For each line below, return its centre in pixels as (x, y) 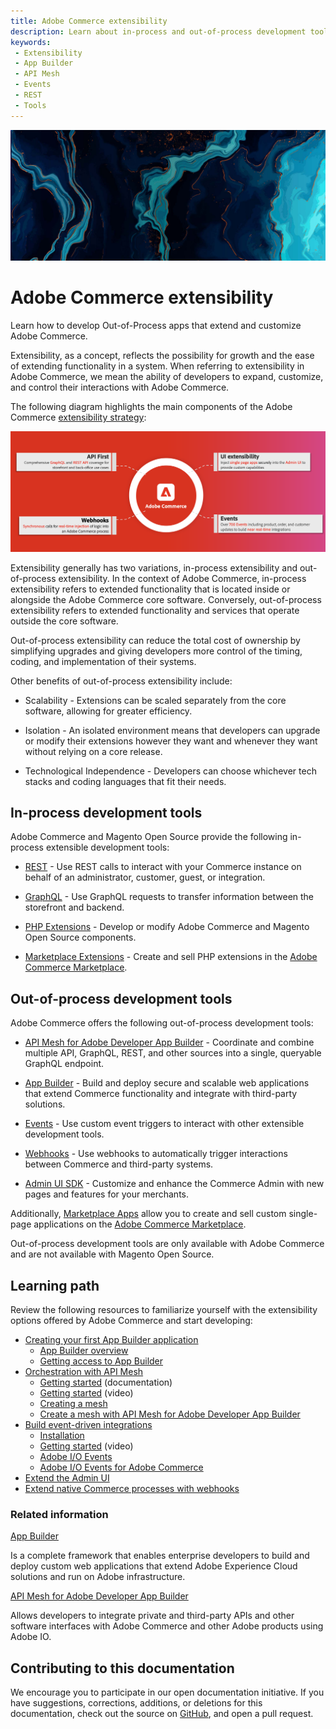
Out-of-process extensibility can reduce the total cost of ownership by (155, 640)
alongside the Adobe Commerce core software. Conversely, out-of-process (166, 599)
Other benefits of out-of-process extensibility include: (121, 681)
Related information (59, 1515)
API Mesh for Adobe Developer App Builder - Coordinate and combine (169, 1042)
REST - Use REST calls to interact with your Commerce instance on (163, 867)
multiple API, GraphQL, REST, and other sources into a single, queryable (173, 1053)
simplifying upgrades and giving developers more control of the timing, (156, 651)
